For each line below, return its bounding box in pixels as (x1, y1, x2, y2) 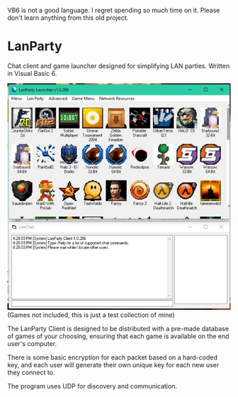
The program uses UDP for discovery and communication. (7, 381, 177, 390)
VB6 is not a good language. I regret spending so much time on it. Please (7, 6, 220, 14)
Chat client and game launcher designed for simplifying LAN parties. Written (7, 62, 230, 70)
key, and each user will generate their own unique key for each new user (7, 360, 220, 369)
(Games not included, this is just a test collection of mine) (7, 311, 175, 319)
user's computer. (7, 339, 57, 347)
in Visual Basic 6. (7, 69, 57, 77)
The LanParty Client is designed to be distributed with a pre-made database (7, 324, 229, 333)
